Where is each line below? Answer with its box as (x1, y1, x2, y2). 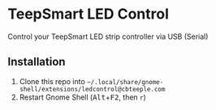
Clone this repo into (19, 76, 86, 86)
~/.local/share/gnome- (87, 78, 164, 86)
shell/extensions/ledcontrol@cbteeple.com (19, 85, 166, 93)
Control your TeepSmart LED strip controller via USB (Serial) (7, 32, 209, 41)
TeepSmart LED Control (7, 5, 170, 23)
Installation (7, 55, 66, 69)
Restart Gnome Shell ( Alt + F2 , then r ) (19, 92, 147, 102)
